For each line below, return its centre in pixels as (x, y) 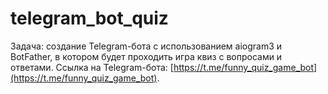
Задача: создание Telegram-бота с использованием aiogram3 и (146, 46)
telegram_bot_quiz (89, 18)
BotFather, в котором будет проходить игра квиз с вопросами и (146, 56)
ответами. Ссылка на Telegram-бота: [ (92, 67)
